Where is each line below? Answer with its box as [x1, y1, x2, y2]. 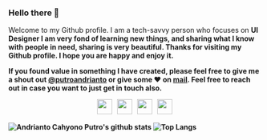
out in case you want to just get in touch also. [8, 83, 163, 93]
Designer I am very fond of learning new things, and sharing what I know [8, 34, 255, 43]
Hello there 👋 [8, 7, 60, 18]
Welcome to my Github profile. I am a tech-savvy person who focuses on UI [8, 26, 259, 35]
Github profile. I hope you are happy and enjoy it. [8, 51, 174, 61]
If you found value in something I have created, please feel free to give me [8, 66, 260, 76]
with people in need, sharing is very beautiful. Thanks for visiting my [8, 42, 242, 52]
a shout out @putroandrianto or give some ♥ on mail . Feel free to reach [8, 75, 251, 85]
